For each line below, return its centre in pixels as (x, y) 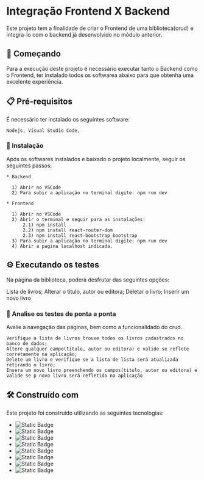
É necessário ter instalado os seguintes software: (68, 119)
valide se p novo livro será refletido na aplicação (75, 376)
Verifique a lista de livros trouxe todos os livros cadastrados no (95, 338)
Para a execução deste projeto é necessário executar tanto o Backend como (102, 68)
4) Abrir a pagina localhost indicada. (62, 246)
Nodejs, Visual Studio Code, (43, 130)
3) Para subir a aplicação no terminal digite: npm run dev (90, 241)
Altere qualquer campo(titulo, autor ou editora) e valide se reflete (98, 349)
